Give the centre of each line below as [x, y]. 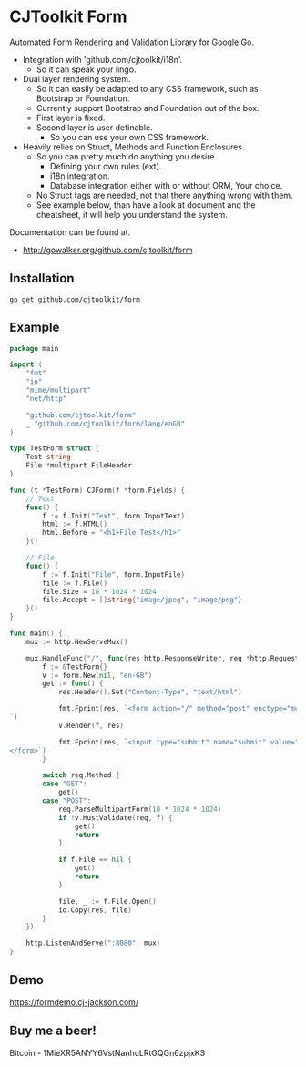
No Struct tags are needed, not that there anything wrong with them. [164, 195]
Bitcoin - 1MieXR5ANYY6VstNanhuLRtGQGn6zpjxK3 [107, 1052]
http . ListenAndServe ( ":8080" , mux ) [93, 944]
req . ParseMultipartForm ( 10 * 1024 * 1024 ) [140, 809]
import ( [26, 365]
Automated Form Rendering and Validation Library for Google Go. [132, 42]
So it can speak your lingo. [86, 69]
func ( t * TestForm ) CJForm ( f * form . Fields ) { [97, 490]
